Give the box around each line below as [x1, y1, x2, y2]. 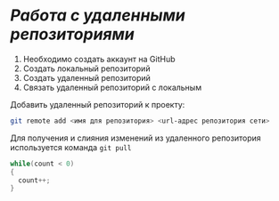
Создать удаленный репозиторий [22, 72, 151, 83]
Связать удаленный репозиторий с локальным [22, 82, 202, 92]
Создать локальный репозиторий [22, 63, 151, 74]
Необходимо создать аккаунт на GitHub [22, 53, 176, 64]
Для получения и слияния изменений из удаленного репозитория [10, 133, 261, 143]
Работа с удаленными [10, 5, 185, 26]
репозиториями [10, 24, 135, 44]
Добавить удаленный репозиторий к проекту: [10, 99, 185, 109]
